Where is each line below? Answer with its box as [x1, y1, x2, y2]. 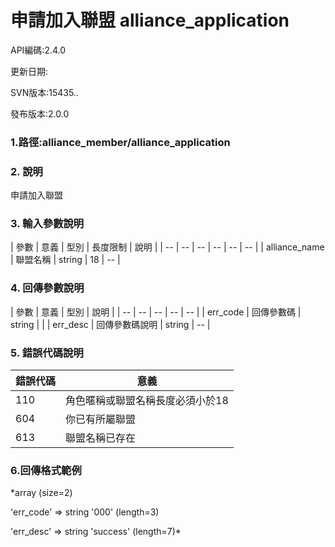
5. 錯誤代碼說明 [10, 346, 84, 360]
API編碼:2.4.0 [10, 44, 67, 56]
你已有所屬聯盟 [65, 412, 137, 426]
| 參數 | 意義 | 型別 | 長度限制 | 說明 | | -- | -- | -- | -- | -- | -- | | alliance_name [10, 241, 325, 253]
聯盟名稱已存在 [65, 431, 137, 445]
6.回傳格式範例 [10, 463, 82, 477]
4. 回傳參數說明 [10, 281, 85, 295]
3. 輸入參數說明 [10, 217, 85, 231]
